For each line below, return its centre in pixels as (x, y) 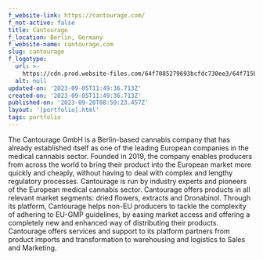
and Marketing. (32, 247)
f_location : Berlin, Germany (56, 37)
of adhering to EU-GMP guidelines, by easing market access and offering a (129, 214)
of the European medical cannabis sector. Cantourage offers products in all (129, 190)
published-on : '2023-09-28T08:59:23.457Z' (78, 103)
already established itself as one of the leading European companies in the (128, 148)
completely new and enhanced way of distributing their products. (113, 222)
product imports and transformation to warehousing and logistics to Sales (127, 239)
